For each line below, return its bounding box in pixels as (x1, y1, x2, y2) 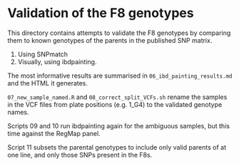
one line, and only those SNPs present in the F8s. (7, 150, 153, 159)
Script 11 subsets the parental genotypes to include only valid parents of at (7, 142, 227, 151)
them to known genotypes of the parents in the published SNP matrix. (7, 36, 213, 44)
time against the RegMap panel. (7, 129, 101, 138)
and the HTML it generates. (7, 78, 88, 87)
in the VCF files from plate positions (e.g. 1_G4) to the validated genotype (7, 100, 223, 108)
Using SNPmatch (17, 50, 68, 58)
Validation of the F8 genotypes (7, 5, 194, 21)
